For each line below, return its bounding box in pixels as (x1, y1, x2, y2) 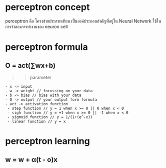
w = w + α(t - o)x (5, 155, 58, 164)
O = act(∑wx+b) (5, 61, 56, 70)
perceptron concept (5, 1, 90, 13)
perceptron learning (5, 136, 90, 147)
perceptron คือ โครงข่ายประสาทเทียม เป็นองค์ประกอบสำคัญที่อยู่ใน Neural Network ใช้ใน (5, 18, 161, 24)
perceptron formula (5, 41, 88, 53)
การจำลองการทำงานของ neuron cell (5, 23, 68, 29)
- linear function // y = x (7, 119, 66, 124)
